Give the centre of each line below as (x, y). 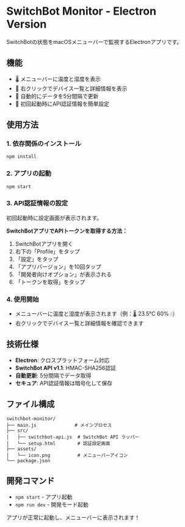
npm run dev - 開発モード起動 (52, 504)
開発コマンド (31, 481)
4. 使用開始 (23, 299)
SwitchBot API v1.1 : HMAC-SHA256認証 (65, 368)
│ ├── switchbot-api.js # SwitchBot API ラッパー (73, 437)
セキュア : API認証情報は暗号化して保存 (64, 383)
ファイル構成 (31, 404)
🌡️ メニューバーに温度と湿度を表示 (58, 79)
